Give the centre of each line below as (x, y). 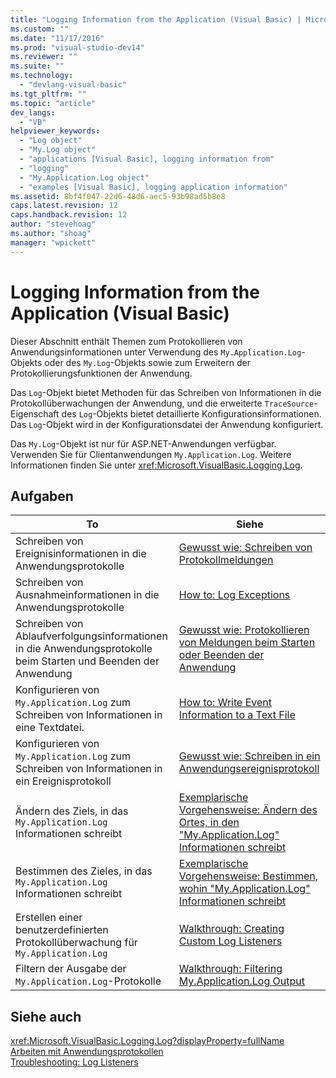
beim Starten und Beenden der (87, 661)
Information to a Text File (237, 715)
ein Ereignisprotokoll (63, 781)
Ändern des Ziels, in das (72, 811)
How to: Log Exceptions (234, 595)
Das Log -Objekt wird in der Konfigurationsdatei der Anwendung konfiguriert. (167, 424)
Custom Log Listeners (230, 941)
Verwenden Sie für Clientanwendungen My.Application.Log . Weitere (151, 454)
